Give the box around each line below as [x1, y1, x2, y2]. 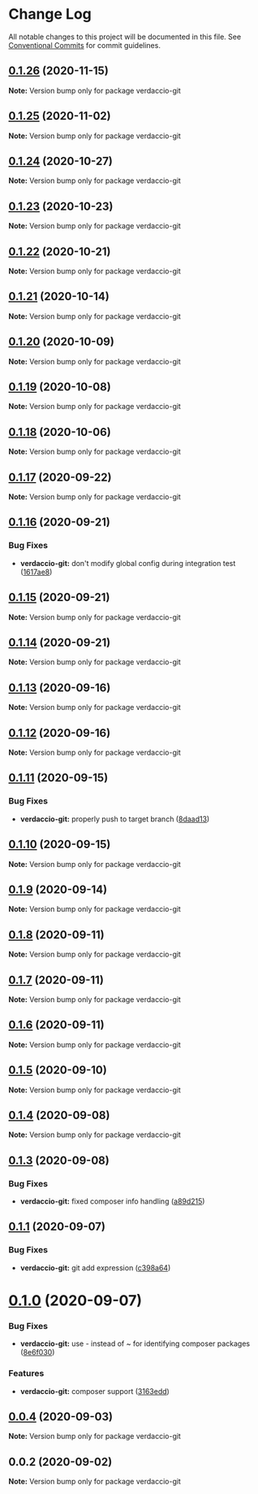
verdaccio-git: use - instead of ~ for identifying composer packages [19, 1339, 251, 1348]
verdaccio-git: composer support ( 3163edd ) [19, 1386, 170, 1396]
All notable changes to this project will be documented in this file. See [8, 32, 242, 41]
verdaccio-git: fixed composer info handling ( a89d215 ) [19, 1196, 205, 1206]
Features [8, 1368, 45, 1379]
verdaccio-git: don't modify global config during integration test [19, 558, 236, 568]
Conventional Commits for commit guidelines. [8, 40, 161, 50]
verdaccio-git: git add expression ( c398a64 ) [19, 1262, 171, 1273]
